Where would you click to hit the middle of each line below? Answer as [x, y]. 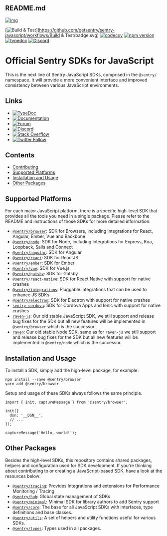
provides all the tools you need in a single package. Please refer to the [77, 216]
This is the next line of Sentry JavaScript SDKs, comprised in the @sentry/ [81, 74]
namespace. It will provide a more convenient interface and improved [76, 80]
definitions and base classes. [42, 512]
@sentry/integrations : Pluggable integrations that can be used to [80, 290]
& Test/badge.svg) [80, 35]
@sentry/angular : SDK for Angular [47, 252]
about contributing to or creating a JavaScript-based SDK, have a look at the [84, 471]
